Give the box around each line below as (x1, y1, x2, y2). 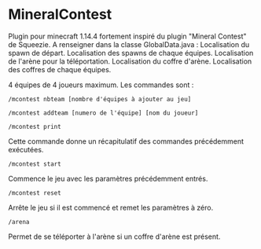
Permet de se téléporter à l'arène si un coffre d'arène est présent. (8, 232, 221, 241)
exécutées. (8, 145, 44, 154)
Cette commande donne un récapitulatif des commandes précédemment (8, 136, 244, 146)
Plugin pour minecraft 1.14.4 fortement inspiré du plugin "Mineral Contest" (8, 31, 247, 41)
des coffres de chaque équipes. (8, 64, 112, 74)
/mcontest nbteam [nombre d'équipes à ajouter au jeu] (8, 95, 192, 103)
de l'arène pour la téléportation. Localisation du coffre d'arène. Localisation (8, 57, 252, 66)
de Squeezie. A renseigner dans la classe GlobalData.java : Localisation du (8, 39, 250, 49)
